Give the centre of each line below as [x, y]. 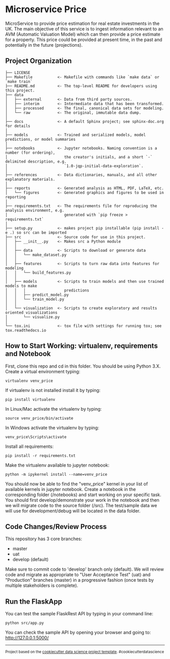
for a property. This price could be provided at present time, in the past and [84, 40]
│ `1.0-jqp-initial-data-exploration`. [74, 166]
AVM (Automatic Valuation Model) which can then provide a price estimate [83, 34]
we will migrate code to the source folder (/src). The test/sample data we [81, 505]
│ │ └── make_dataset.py [36, 255]
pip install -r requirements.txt [40, 455]
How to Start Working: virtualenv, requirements [81, 346]
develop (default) [31, 559]
